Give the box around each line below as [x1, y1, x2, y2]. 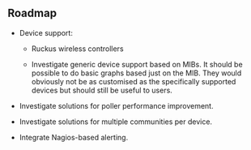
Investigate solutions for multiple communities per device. [19, 117, 212, 126]
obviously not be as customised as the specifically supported [31, 76, 236, 86]
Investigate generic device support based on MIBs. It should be [31, 59, 244, 69]
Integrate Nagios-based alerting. [19, 132, 129, 142]
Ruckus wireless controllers [31, 44, 124, 54]
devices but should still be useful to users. [31, 85, 173, 95]
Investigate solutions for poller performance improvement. [19, 101, 214, 110]
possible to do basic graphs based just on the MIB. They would [31, 68, 242, 78]
